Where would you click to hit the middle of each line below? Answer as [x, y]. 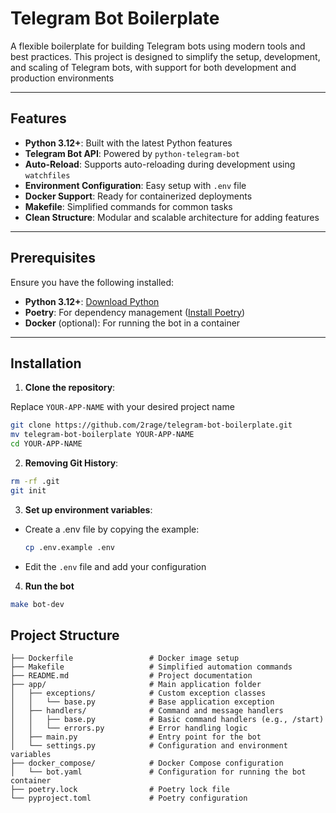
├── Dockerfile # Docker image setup [125, 658]
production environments [62, 78]
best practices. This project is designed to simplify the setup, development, [165, 56]
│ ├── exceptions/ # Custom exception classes [138, 693]
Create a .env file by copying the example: [112, 529]
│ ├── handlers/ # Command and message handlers [147, 711]
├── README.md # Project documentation [131, 676]
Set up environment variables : [88, 509]
